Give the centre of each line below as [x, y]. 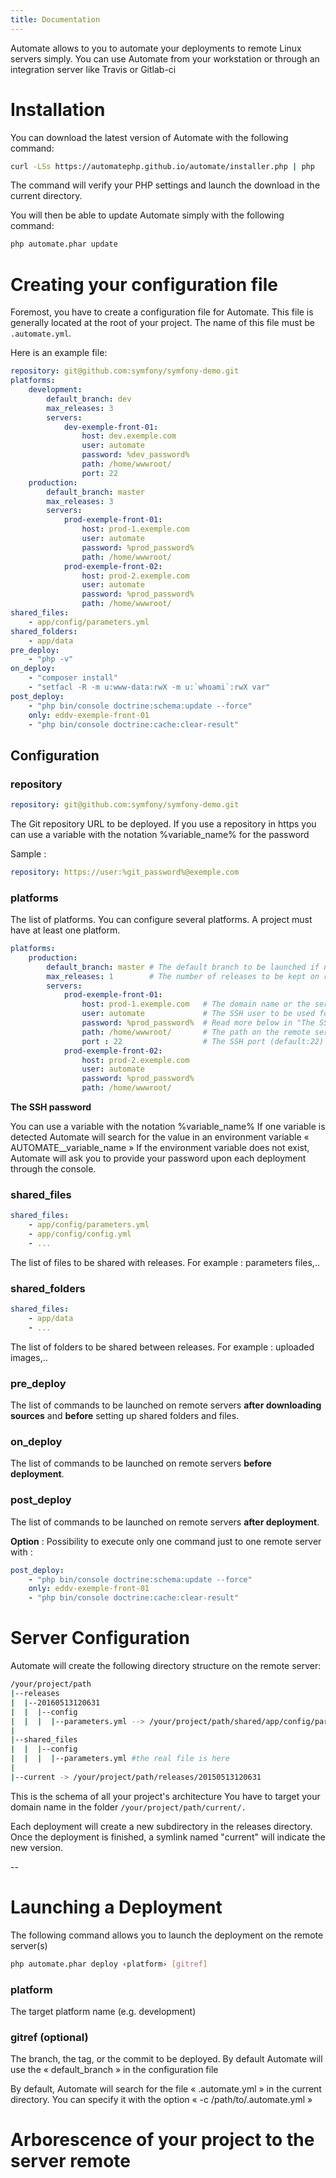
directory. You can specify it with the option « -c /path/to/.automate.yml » [161, 2100]
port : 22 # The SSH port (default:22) [203, 1041]
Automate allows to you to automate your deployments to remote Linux [156, 48]
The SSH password [51, 1107]
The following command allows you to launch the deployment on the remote [167, 1935]
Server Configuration [100, 1638]
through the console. [53, 1169]
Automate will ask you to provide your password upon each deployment [158, 1158]
